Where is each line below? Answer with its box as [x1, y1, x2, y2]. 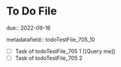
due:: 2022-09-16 [6, 24, 51, 31]
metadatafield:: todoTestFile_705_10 [6, 36, 95, 43]
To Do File [6, 4, 57, 18]
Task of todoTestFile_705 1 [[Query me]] [15, 47, 116, 55]
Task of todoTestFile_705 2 [15, 54, 83, 62]
